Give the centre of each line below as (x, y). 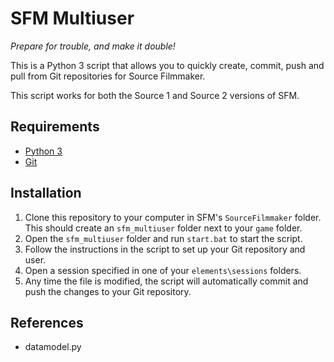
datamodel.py (53, 347)
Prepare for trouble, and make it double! (93, 46)
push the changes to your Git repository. (108, 291)
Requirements (55, 127)
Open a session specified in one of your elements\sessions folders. (163, 270)
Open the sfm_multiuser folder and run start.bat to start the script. (163, 238)
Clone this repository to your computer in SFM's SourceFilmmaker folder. (173, 217)
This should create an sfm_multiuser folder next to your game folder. (163, 228)
